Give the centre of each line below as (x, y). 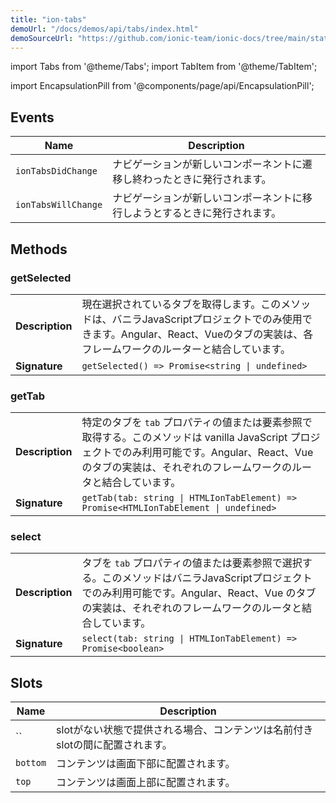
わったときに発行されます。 (207, 179)
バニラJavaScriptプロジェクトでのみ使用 (207, 319)
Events (32, 117)
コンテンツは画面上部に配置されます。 (146, 783)
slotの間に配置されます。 (114, 745)
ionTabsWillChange (59, 205)
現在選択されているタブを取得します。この (181, 304)
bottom (31, 763)
